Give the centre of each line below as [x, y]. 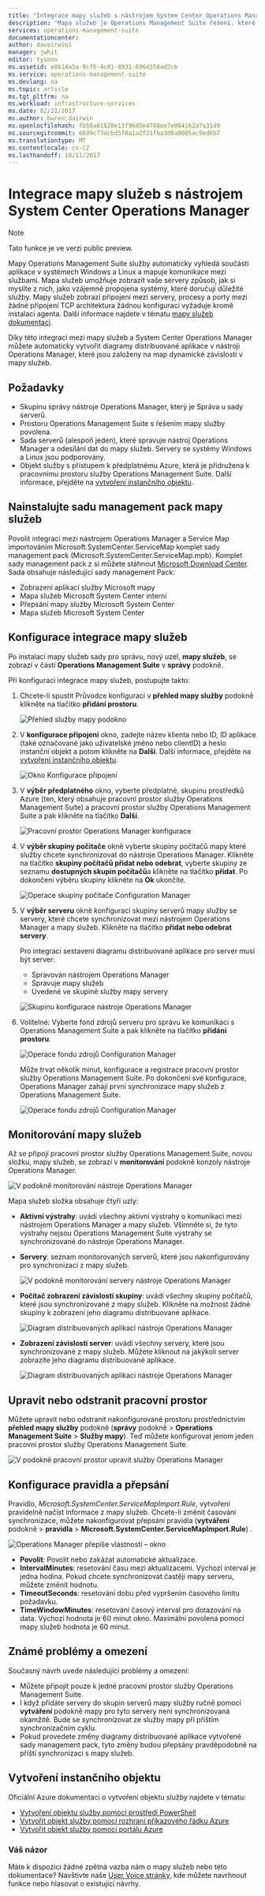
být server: [37, 959]
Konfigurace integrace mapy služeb [98, 637]
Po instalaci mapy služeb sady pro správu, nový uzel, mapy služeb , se [122, 656]
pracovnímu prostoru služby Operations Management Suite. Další [125, 474]
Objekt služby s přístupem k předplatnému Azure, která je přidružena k [134, 466]
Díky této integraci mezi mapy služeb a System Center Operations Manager [130, 337]
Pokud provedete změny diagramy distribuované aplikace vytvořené [131, 1736]
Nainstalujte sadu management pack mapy [116, 507]
